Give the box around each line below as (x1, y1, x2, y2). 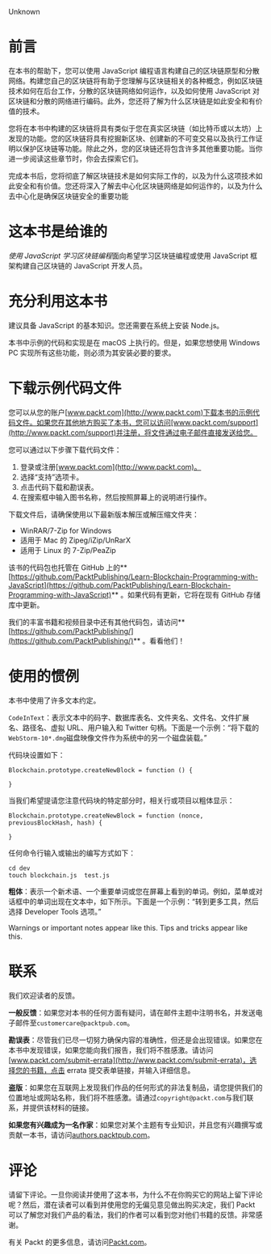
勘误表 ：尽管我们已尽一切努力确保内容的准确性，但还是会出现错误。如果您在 (8, 1035, 263, 1045)
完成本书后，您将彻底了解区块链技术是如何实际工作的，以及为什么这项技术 (8, 171, 256, 180)
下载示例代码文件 (8, 379, 123, 397)
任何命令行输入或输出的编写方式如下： (8, 848, 135, 858)
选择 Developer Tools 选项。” (8, 906, 102, 916)
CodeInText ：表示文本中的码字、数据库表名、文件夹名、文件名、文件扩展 (8, 712, 250, 722)
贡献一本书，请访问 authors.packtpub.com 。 (8, 1129, 155, 1139)
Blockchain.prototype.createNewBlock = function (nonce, (8, 812, 204, 820)
